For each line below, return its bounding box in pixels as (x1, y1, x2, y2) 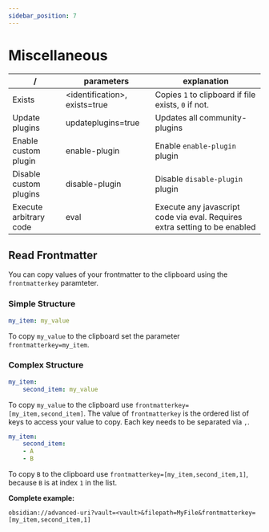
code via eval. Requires (155, 211, 243, 222)
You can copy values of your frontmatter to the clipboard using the (8, 270, 228, 279)
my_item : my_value (8, 316, 70, 325)
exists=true (65, 99, 108, 110)
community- (199, 112, 247, 123)
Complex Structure (8, 359, 84, 371)
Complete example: (8, 493, 75, 503)
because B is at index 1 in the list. (8, 478, 118, 488)
